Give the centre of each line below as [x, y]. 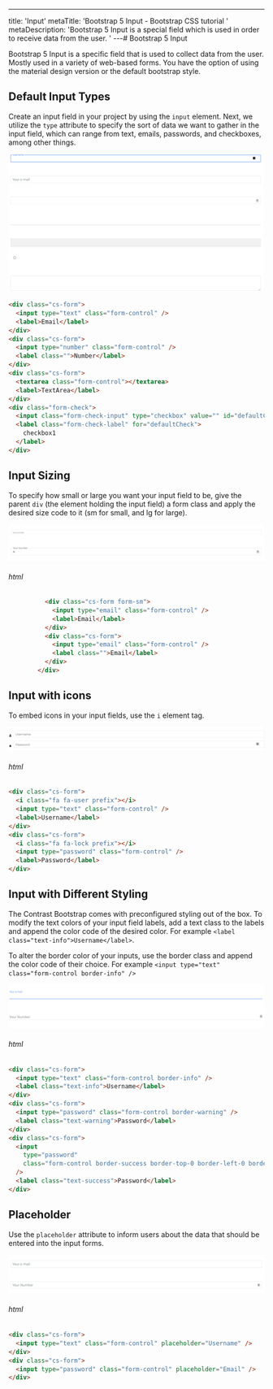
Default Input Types [60, 97]
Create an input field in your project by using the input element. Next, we [131, 116]
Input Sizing [39, 476]
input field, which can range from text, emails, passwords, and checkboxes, [135, 133]
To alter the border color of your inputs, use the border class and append [131, 955]
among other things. [42, 142]
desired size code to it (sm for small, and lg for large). [98, 512]
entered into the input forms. [56, 1243]
